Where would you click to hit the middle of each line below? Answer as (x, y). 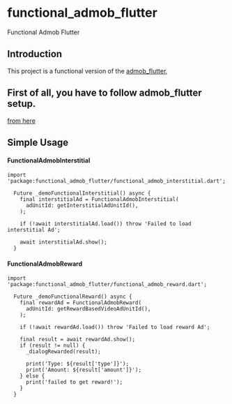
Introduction (35, 54)
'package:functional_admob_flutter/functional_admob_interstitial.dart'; (117, 181)
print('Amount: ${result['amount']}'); (83, 370)
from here (22, 121)
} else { (32, 376)
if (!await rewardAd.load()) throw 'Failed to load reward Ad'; (115, 327)
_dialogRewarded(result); (63, 352)
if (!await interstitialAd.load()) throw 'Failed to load (106, 224)
